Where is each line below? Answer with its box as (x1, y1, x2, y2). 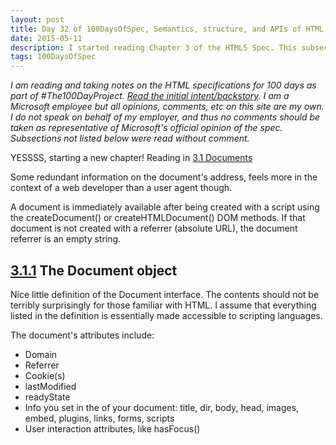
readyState (24, 391, 71, 403)
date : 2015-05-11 (10, 33, 83, 43)
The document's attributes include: (10, 329, 155, 341)
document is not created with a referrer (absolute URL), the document (10, 222, 298, 235)
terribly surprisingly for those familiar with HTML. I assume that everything (10, 299, 317, 311)
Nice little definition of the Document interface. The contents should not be (10, 288, 320, 300)
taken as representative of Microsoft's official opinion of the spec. (10, 122, 283, 134)
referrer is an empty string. (10, 233, 122, 245)
